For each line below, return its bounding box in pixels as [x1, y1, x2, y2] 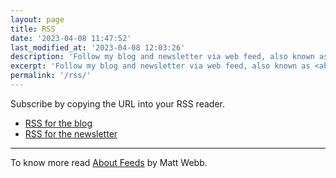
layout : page [10, 14, 65, 25]
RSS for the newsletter [24, 127, 118, 140]
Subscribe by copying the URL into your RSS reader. [10, 97, 225, 110]
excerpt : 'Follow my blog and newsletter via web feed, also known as [10, 61, 311, 71]
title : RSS [10, 24, 56, 34]
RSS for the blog [24, 117, 93, 129]
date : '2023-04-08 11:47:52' [10, 33, 132, 43]
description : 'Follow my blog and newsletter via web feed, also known [10, 52, 315, 62]
